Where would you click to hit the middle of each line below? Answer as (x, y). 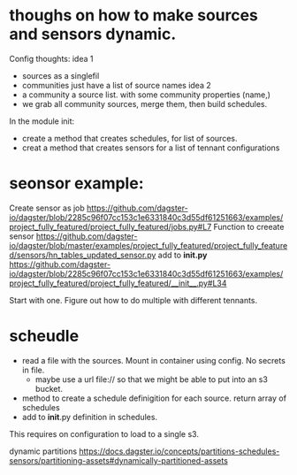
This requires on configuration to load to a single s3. (104, 433)
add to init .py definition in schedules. (89, 417)
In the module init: (42, 121)
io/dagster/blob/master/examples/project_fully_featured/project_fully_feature (148, 245)
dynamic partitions (43, 451)
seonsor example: (76, 184)
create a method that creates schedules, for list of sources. (129, 138)
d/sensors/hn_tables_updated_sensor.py (83, 255)
